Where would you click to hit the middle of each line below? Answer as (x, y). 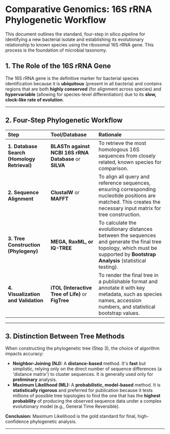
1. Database (23, 146)
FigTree (60, 300)
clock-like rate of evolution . (35, 100)
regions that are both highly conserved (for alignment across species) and (83, 89)
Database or (66, 159)
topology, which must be (128, 248)
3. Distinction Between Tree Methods (65, 336)
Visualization (24, 294)
